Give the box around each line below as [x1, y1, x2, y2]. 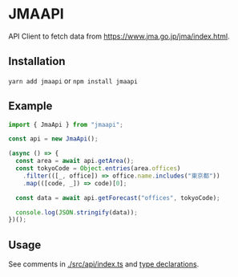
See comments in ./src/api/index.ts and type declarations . [8, 259, 200, 269]
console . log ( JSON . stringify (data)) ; [15, 208, 138, 217]
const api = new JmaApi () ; [8, 135, 99, 143]
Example [8, 100, 53, 113]
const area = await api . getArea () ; [15, 157, 135, 165]
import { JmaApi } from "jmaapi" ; [8, 120, 124, 128]
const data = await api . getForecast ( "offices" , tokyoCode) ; [15, 193, 220, 202]
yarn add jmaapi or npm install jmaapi [8, 75, 138, 85]
